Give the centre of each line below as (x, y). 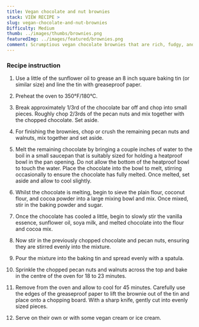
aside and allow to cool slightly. (53, 181)
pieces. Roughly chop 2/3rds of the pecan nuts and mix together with (100, 114)
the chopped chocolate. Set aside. (57, 120)
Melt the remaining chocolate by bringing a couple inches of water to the (104, 149)
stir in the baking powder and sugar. (59, 205)
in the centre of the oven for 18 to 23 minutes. (71, 276)
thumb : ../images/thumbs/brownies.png (54, 34)
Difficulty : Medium (31, 28)
